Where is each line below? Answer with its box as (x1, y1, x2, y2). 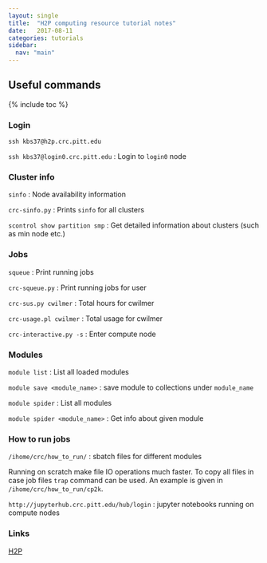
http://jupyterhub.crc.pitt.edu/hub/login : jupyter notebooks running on (8, 500, 254, 509)
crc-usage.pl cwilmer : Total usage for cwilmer (8, 313, 163, 323)
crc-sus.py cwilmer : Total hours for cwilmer (8, 298, 155, 307)
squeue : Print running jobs (8, 267, 94, 276)
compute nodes (8, 508, 60, 517)
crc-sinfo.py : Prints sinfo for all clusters (8, 205, 145, 215)
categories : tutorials (8, 34, 84, 42)
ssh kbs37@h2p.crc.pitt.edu (8, 137, 102, 146)
